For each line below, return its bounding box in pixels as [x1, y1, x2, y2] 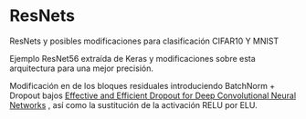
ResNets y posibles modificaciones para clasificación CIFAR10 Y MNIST [9, 35, 280, 46]
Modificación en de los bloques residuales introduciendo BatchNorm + [9, 80, 276, 91]
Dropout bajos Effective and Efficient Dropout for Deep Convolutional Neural [9, 90, 297, 101]
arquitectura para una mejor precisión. [9, 63, 153, 74]
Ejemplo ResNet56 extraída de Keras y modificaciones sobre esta [9, 53, 256, 64]
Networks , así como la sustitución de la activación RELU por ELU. [9, 99, 258, 110]
